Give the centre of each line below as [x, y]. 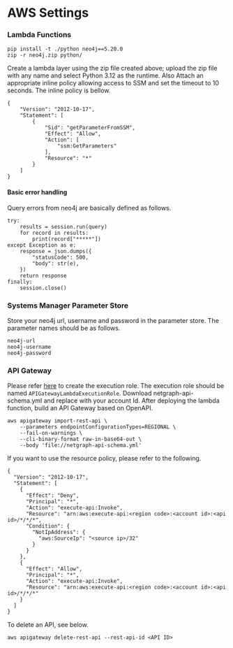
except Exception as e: [42, 245]
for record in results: [54, 233]
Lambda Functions [39, 35]
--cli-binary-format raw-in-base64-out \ [81, 439]
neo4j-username [29, 347]
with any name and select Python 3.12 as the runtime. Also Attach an [105, 75]
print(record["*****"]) [67, 239]
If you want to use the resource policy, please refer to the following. [104, 459]
